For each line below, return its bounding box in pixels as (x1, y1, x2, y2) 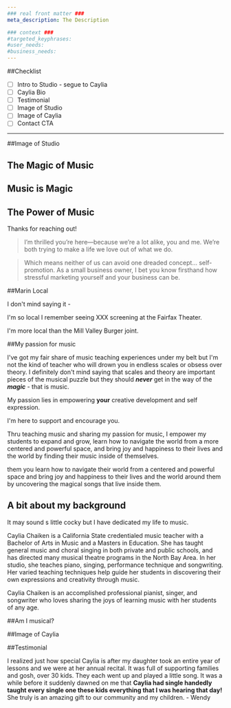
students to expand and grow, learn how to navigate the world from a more (7, 437, 219, 445)
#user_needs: (7, 42, 45, 49)
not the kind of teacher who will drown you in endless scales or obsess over (7, 360, 223, 368)
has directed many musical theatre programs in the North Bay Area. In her (7, 553, 217, 561)
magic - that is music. (7, 382, 70, 391)
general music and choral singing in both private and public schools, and (7, 545, 213, 554)
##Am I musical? (7, 616, 55, 625)
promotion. (23, 266, 56, 274)
